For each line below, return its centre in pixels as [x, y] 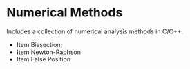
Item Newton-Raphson [48, 52]
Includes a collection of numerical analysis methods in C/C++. [95, 31]
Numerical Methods [65, 13]
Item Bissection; [39, 44]
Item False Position [43, 59]
